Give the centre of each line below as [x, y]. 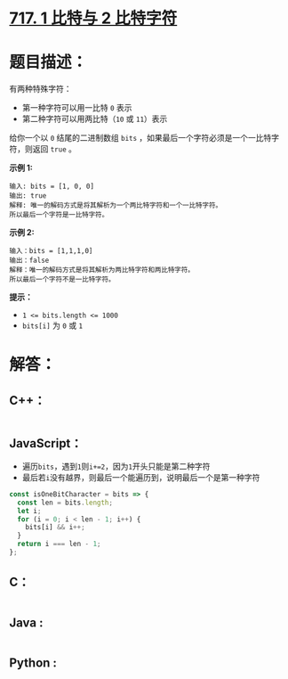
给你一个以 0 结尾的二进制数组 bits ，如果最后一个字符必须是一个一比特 [140, 138]
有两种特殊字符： [40, 89]
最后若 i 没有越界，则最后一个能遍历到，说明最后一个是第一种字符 [141, 477]
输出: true [28, 196]
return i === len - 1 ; [59, 544]
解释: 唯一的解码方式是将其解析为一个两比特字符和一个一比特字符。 [116, 206]
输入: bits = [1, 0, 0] [52, 187]
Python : [33, 663]
